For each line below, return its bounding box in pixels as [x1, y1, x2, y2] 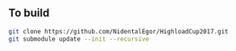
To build [8, 6, 50, 20]
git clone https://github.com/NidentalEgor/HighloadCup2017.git [8, 27, 229, 35]
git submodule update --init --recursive [8, 35, 150, 43]
